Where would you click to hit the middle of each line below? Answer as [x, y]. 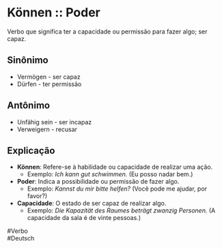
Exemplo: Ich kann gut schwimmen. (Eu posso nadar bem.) [110, 174]
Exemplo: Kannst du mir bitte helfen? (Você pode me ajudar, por [117, 189]
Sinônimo [28, 60]
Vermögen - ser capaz [48, 77]
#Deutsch [21, 238]
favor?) [37, 196]
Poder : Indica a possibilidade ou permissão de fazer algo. [98, 182]
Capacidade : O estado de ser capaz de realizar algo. [92, 204]
